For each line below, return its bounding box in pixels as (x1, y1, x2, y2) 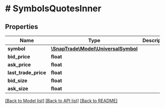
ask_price (7, 61, 31, 68)
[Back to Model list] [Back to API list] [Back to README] (5, 98, 118, 104)
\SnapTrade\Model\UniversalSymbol (51, 45, 138, 52)
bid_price (7, 54, 30, 60)
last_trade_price (7, 69, 47, 76)
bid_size (7, 77, 28, 84)
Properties (5, 23, 38, 31)
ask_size (7, 85, 28, 92)
